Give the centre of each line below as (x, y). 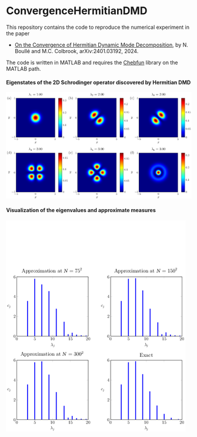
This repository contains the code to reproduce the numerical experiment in (98, 27)
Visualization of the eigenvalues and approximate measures (81, 210)
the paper (18, 33)
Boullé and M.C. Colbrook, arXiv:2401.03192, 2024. (76, 51)
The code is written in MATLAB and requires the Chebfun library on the (92, 62)
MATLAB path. (24, 68)
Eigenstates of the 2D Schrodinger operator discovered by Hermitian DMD (98, 82)
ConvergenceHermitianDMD (77, 11)
